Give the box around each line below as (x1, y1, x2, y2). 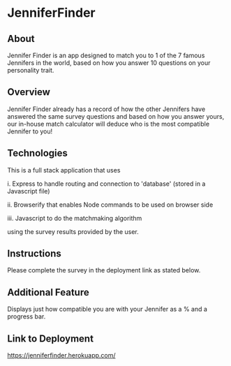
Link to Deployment (7, 332, 94, 344)
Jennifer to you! (7, 127, 53, 136)
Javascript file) (7, 186, 50, 195)
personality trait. (7, 66, 54, 74)
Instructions (7, 248, 61, 260)
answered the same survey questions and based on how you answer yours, (7, 112, 225, 120)
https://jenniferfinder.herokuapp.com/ (7, 351, 117, 360)
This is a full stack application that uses (7, 166, 121, 174)
